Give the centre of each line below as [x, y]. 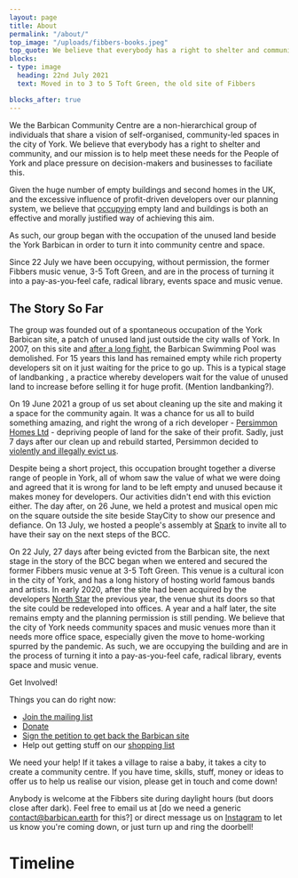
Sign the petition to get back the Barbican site [106, 736]
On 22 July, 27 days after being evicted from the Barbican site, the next [140, 552]
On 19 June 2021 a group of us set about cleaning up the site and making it [146, 404]
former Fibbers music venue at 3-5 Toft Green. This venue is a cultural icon [147, 571]
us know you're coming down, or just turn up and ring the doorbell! [132, 827]
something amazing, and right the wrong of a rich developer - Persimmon [143, 423]
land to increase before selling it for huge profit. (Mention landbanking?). [142, 387]
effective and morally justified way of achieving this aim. [112, 218]
